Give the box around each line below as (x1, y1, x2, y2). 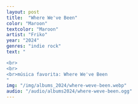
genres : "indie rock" (6, 43, 62, 50)
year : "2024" (6, 37, 40, 43)
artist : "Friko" (6, 32, 48, 38)
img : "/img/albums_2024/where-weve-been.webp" (6, 83, 127, 89)
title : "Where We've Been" (6, 15, 78, 21)
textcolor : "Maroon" (6, 26, 59, 32)
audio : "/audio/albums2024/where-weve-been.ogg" (6, 88, 133, 95)
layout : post (6, 9, 40, 15)
